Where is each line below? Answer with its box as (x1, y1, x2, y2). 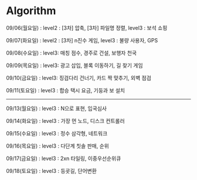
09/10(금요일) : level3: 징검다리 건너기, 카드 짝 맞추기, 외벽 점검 (6, 74, 151, 81)
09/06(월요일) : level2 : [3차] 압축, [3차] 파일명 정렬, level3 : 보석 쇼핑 (6, 24, 168, 31)
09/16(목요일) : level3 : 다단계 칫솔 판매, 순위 (6, 142, 110, 149)
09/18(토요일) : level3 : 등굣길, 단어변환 (6, 167, 97, 174)
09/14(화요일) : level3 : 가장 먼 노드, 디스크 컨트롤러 (6, 117, 125, 124)
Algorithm (6, 4, 56, 18)
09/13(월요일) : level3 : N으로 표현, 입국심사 (6, 105, 107, 112)
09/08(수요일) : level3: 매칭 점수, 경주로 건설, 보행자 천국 (6, 49, 137, 56)
